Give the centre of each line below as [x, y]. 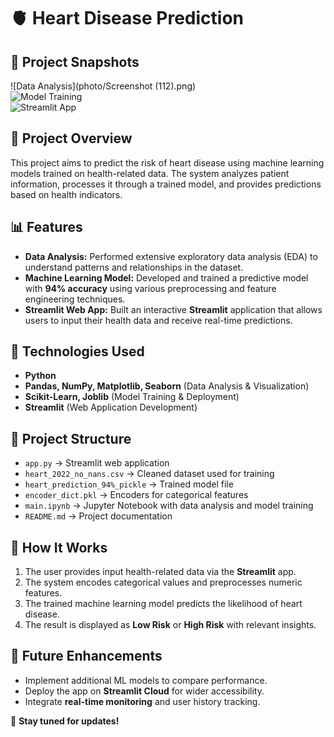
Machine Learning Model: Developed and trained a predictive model [166, 277]
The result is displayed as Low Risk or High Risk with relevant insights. [170, 625]
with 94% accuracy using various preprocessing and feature [150, 288]
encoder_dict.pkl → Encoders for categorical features [136, 495]
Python [40, 376]
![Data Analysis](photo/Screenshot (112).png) [103, 86]
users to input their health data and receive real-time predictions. [158, 320]
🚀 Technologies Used [77, 351]
